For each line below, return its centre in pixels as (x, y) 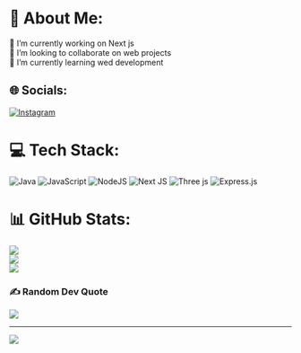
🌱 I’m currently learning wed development (86, 62)
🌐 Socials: (39, 90)
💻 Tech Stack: (64, 150)
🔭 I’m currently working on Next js (72, 43)
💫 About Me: (56, 18)
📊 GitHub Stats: (70, 219)
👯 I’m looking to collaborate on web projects (90, 52)
